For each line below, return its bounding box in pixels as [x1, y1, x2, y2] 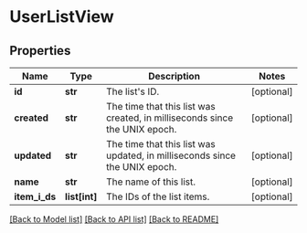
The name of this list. [106, 175, 196, 188]
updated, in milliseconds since [106, 149, 236, 162]
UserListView [9, 6, 114, 27]
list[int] [65, 190, 98, 203]
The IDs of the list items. [106, 190, 210, 203]
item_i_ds [14, 190, 57, 203]
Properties [9, 43, 71, 58]
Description [147, 70, 201, 82]
